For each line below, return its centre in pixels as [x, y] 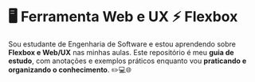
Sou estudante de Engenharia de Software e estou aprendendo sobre [122, 44]
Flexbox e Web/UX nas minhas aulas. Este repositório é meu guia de [121, 52]
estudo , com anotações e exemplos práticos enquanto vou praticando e [127, 61]
